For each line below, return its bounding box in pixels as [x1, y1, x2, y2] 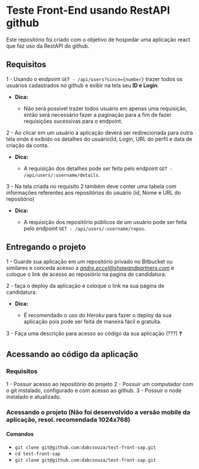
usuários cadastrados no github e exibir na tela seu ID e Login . [6, 82, 159, 89]
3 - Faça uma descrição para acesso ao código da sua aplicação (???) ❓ [6, 330, 182, 337]
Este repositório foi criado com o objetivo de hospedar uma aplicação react [6, 36, 191, 43]
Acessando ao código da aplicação [6, 349, 138, 359]
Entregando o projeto [6, 242, 86, 252]
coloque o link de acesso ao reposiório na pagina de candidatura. [6, 271, 166, 278]
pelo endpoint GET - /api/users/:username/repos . [23, 225, 146, 232]
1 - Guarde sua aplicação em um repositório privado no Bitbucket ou [6, 257, 173, 265]
